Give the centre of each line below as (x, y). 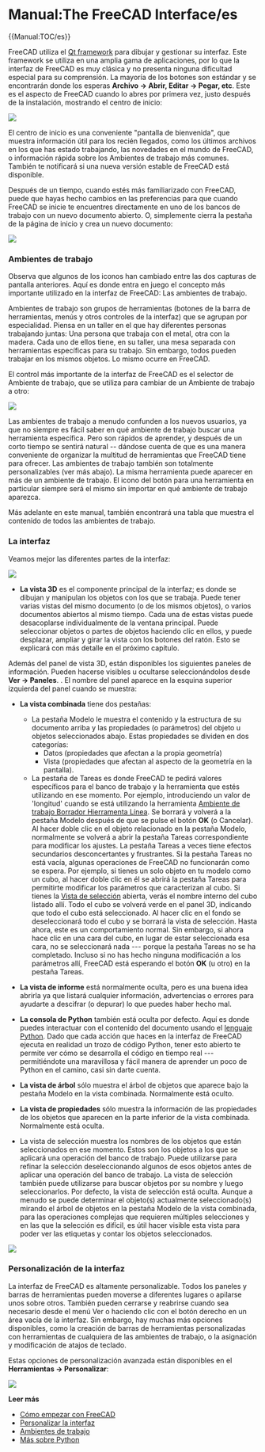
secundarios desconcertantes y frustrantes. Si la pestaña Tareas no (142, 854)
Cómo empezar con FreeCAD (68, 1414)
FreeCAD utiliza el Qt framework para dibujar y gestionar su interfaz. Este (128, 51)
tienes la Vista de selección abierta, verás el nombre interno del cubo (144, 896)
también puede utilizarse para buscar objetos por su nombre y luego (131, 1183)
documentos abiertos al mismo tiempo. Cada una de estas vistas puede (136, 614)
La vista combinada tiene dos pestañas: (85, 703)
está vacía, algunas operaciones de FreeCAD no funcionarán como (141, 862)
